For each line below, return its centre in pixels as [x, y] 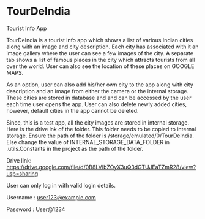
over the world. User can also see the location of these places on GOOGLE [100, 66]
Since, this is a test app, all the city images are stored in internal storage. [98, 122]
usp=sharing [22, 174]
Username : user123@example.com [51, 197]
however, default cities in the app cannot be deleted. [73, 110]
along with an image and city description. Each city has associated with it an [102, 47]
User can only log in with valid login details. [61, 185]
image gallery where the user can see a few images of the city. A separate [100, 53]
